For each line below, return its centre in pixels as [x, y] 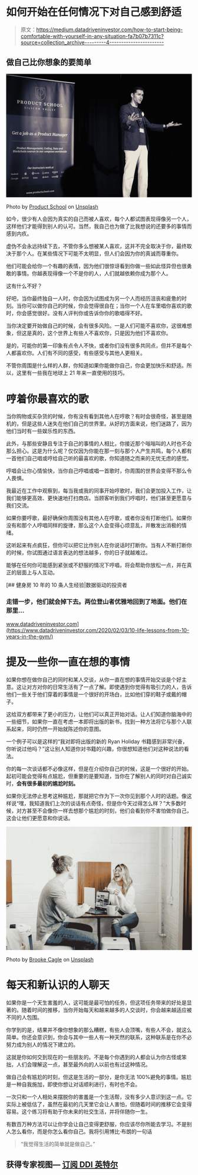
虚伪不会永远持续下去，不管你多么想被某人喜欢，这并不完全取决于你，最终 [96, 246]
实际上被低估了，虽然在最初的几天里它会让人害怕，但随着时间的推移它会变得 [99, 1104]
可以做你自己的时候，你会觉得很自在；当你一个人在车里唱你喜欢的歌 [109, 306]
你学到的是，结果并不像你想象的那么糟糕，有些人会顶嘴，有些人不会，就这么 [99, 1030]
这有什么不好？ [24, 286]
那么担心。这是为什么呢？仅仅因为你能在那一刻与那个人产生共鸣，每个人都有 [99, 451]
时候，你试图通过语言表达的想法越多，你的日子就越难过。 [81, 553]
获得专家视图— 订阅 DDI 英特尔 [62, 1164]
